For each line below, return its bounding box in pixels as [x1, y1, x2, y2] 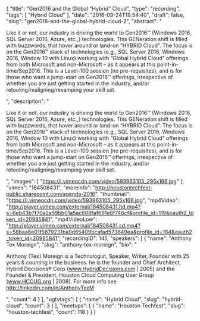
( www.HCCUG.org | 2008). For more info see [6, 278, 117, 285]
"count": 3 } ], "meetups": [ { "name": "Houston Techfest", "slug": [24, 302, 185, 309]
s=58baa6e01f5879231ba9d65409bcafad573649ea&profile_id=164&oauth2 [6, 229, 192, 235]
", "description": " [6, 98, 49, 105]
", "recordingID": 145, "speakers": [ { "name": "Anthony [57, 235, 192, 242]
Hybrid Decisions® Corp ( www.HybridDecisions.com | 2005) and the [6, 265, 175, 272]
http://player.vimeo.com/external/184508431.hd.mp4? [8, 203, 141, 210]
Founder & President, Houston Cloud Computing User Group [6, 272, 154, 279]
